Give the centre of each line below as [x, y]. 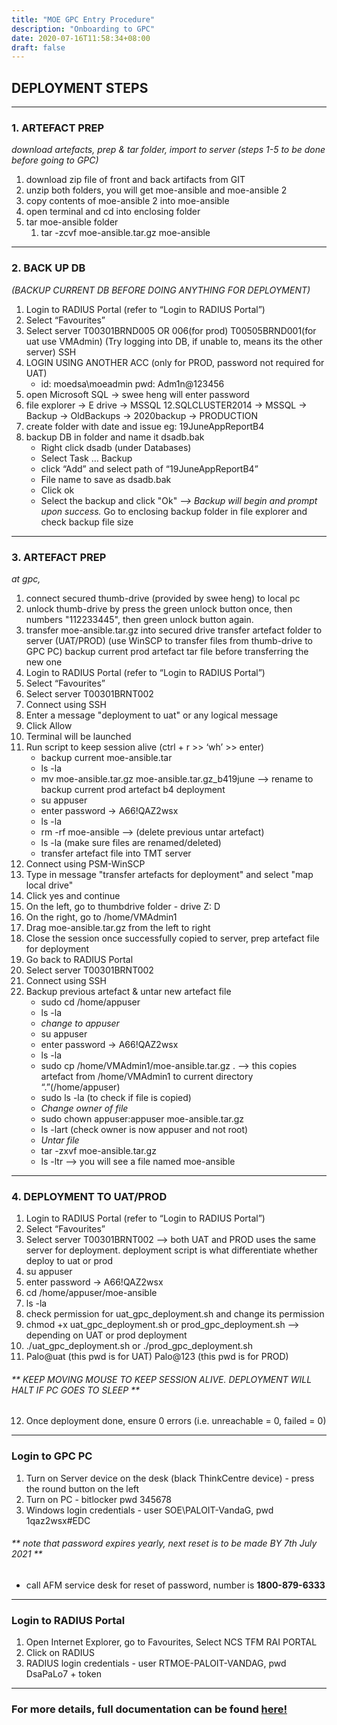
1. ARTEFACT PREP [58, 128]
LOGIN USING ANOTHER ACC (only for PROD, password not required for [175, 362]
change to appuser [80, 1023]
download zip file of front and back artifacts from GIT [135, 180]
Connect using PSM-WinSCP [85, 863]
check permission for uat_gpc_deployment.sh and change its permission [175, 1314]
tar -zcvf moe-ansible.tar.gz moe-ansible [125, 233]
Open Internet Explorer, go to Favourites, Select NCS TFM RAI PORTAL [171, 1642]
